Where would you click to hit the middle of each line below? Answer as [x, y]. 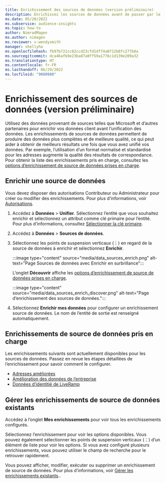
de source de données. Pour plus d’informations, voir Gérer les [69, 471]
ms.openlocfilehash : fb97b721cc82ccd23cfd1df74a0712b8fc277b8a [72, 51]
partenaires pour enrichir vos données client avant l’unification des [73, 128]
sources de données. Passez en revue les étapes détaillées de [69, 359]
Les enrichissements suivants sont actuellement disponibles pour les [75, 353]
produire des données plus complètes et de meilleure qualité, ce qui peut [80, 139]
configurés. [17, 425]
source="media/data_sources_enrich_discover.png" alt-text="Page [81, 293]
